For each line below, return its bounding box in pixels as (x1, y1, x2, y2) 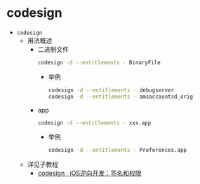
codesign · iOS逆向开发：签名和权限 (37, 169, 142, 178)
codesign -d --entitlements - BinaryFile (37, 59, 161, 66)
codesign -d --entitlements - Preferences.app (48, 147, 187, 154)
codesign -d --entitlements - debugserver (48, 86, 175, 94)
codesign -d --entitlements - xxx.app (37, 119, 152, 127)
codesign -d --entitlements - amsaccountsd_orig (48, 93, 194, 100)
